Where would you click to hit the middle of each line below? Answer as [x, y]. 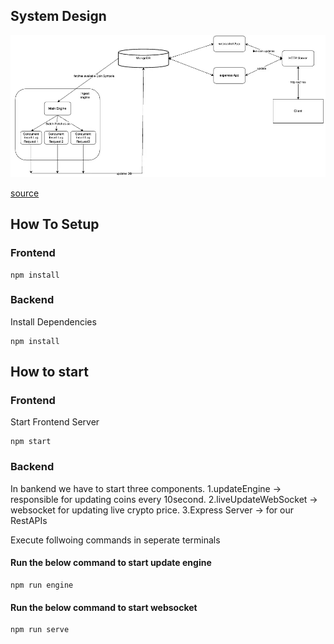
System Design [58, 16]
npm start [31, 442]
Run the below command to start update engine [111, 563]
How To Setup [55, 224]
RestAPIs [29, 520]
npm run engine [42, 585]
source [25, 193]
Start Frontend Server [55, 422]
